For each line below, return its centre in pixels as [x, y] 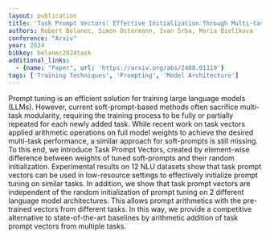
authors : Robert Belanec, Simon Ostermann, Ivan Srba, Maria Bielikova [131, 30]
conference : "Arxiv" [43, 38]
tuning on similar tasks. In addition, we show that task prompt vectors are [129, 183]
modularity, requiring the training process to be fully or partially [129, 115]
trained [20, 209]
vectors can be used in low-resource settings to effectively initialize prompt [133, 175]
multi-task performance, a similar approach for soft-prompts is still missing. [133, 140]
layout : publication [43, 16]
